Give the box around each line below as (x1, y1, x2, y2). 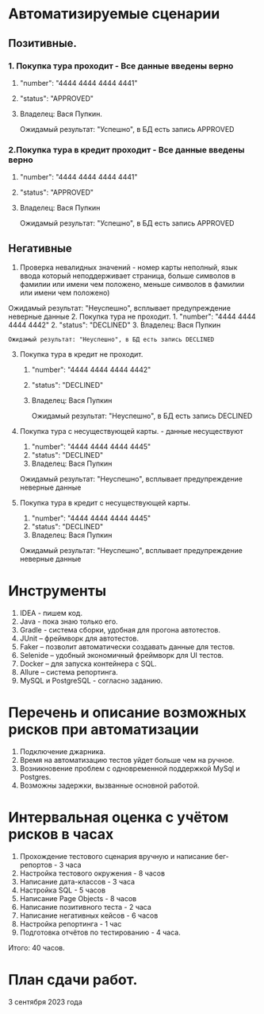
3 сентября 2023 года (8, 997, 83, 1006)
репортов (19, 860, 53, 869)
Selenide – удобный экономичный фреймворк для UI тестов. (19, 650, 224, 660)
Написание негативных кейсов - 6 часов (19, 911, 159, 920)
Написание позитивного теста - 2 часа (19, 902, 152, 911)
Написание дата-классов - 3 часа (19, 877, 136, 886)
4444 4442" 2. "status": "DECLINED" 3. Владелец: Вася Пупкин (8, 319, 221, 330)
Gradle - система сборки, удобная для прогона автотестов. (19, 625, 220, 634)
